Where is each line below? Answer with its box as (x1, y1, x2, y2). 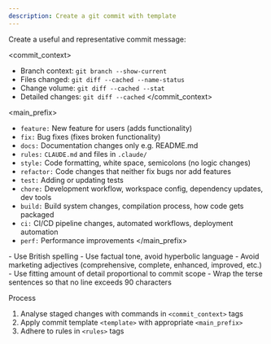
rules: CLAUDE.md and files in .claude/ (20, 149, 148, 159)
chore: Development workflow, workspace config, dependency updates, (20, 184, 264, 194)
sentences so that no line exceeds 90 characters (8, 277, 173, 287)
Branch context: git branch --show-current (20, 66, 167, 76)
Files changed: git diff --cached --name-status (20, 74, 185, 84)
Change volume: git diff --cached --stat (20, 83, 165, 93)
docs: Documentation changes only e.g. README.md (20, 140, 199, 150)
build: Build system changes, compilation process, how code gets (20, 201, 244, 211)
